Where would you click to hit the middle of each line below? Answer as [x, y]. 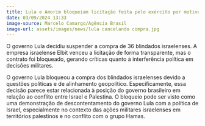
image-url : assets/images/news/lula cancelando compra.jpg [83, 29]
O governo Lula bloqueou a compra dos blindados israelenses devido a [96, 77]
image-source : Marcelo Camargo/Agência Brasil [67, 23]
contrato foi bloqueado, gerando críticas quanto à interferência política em [100, 59]
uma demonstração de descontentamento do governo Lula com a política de [103, 103]
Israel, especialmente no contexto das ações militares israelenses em [94, 110]
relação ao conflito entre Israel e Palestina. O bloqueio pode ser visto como [101, 97]
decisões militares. [30, 66]
